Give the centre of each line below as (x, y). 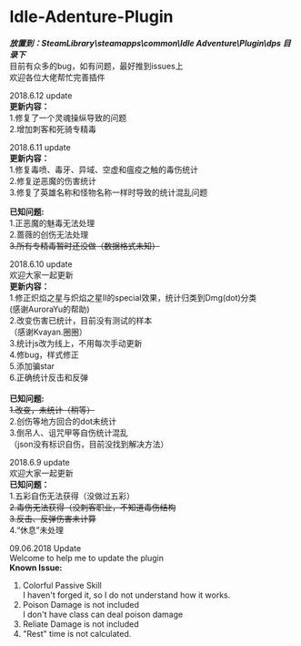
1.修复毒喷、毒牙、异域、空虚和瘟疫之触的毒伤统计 (104, 169)
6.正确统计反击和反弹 (49, 377)
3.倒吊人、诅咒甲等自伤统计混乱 (69, 432)
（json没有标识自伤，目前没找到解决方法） (89, 444)
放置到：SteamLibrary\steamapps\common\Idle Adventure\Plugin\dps (145, 43)
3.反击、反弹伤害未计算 (53, 518)
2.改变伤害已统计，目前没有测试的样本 (81, 320)
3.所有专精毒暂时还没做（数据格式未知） (85, 246)
